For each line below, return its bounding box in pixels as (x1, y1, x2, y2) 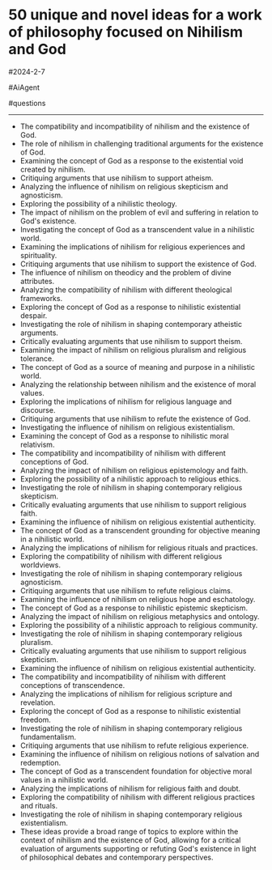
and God (8, 40, 66, 58)
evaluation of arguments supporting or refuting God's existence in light (19, 843, 257, 853)
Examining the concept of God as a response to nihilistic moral (19, 431, 229, 440)
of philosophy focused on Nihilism (8, 23, 244, 41)
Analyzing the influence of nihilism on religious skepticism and (19, 181, 228, 191)
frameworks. (19, 293, 63, 303)
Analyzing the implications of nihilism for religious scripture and (19, 689, 232, 698)
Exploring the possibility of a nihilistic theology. (19, 198, 178, 208)
